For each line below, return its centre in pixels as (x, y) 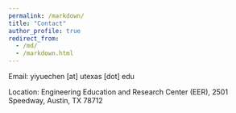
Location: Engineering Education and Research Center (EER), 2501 (118, 92)
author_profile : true (45, 31)
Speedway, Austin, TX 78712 (56, 100)
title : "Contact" (37, 23)
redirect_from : (34, 38)
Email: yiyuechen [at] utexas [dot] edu (72, 76)
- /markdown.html (45, 53)
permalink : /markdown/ (46, 16)
